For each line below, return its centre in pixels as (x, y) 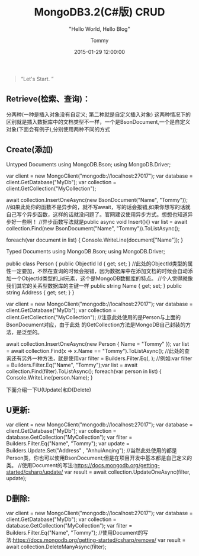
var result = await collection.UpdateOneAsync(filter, (127, 472)
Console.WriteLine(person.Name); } (49, 377)
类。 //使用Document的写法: (41, 465)
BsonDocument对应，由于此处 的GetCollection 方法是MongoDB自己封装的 (96, 324)
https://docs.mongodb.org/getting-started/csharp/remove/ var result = (99, 540)
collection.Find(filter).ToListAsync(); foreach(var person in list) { (84, 371)
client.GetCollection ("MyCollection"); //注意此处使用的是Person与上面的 (94, 317)
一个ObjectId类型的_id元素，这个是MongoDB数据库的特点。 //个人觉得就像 (102, 278)
